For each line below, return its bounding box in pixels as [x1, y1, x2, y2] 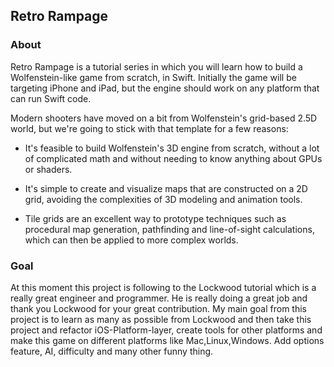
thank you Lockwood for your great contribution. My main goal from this [10, 302, 307, 314]
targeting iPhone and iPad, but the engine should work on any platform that [10, 82, 320, 94]
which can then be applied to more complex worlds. [24, 234, 239, 246]
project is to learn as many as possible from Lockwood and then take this [10, 313, 312, 325]
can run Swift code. [10, 92, 92, 104]
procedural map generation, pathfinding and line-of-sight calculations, [24, 223, 315, 235]
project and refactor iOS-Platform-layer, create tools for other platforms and [10, 324, 323, 336]
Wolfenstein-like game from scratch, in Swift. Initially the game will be [10, 71, 297, 83]
